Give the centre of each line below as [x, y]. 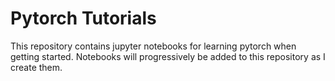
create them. [36, 67]
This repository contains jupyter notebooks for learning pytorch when [153, 46]
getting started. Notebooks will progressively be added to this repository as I [168, 56]
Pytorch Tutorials [83, 18]
